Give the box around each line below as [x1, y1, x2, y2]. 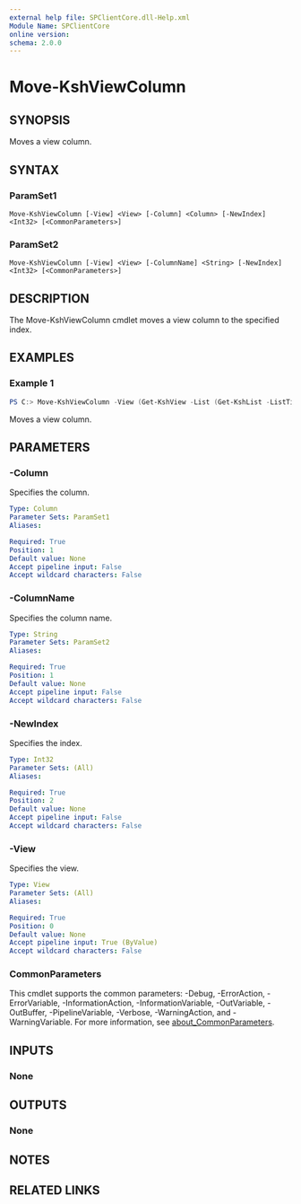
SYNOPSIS [9, 112, 71, 127]
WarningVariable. [9, 1016, 73, 1028]
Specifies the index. [9, 737, 82, 748]
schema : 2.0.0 [9, 38, 63, 48]
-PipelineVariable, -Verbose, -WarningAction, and [48, 1007, 231, 1018]
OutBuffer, [9, 1007, 47, 1018]
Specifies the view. [9, 863, 79, 874]
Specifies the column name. [9, 612, 113, 623]
